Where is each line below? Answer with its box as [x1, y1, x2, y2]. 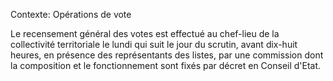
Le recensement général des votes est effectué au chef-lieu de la [10, 28, 280, 39]
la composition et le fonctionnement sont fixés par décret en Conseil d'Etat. [10, 60, 322, 71]
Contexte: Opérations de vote [10, 9, 132, 20]
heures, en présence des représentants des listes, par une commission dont [10, 49, 324, 61]
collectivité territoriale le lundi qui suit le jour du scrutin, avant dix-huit [10, 39, 298, 50]
